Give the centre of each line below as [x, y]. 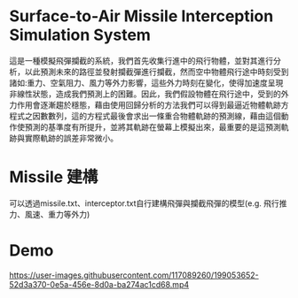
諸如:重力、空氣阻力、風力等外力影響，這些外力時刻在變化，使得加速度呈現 [146, 82]
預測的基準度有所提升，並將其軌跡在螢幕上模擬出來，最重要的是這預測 [153, 126]
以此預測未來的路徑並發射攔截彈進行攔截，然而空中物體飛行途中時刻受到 [157, 72]
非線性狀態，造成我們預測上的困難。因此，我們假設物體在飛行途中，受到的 [145, 94]
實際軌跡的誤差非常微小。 [71, 138]
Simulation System [80, 35]
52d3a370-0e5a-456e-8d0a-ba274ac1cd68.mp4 [99, 284]
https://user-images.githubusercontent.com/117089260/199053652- [134, 275]
